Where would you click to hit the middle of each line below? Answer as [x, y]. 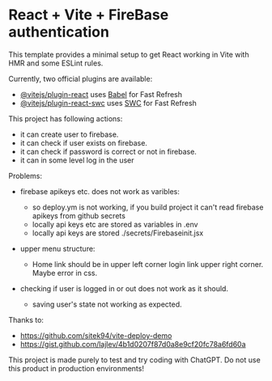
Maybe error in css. [65, 273]
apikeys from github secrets [79, 215]
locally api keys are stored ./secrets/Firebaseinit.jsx [118, 233]
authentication [59, 32]
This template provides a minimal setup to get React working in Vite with [129, 54]
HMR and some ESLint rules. [56, 63]
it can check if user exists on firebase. [84, 142]
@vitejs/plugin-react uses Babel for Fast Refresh [101, 94]
